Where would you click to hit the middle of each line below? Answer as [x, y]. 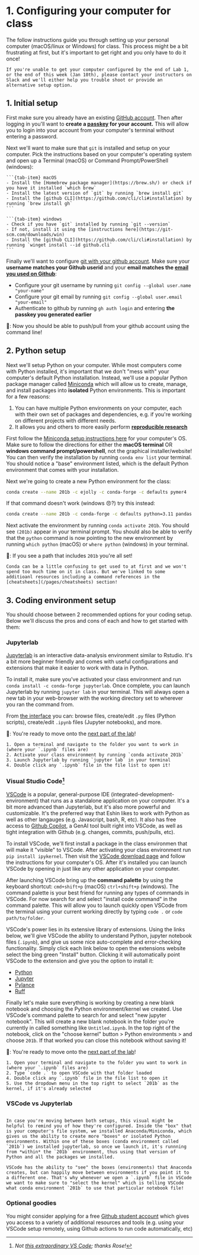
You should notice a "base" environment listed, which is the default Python [97, 464]
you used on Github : [32, 273]
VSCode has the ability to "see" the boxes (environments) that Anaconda [99, 1167]
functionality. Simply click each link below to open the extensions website [96, 948]
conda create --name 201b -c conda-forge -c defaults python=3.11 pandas [99, 514]
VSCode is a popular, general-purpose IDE [58, 794]
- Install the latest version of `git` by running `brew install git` [95, 193]
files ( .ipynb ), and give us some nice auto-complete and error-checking [94, 942]
